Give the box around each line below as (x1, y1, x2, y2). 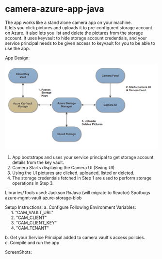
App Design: (5, 55, 30, 60)
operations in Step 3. (12, 180, 54, 186)
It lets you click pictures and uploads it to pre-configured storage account (5, 24, 153, 30)
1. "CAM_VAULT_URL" (11, 209, 54, 215)
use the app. (5, 45, 30, 51)
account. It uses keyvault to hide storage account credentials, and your (5, 35, 147, 41)
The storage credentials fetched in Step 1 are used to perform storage (12, 175, 152, 181)
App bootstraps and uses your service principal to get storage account (12, 154, 154, 160)
